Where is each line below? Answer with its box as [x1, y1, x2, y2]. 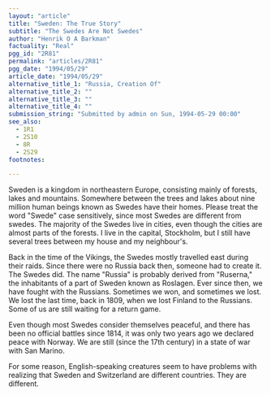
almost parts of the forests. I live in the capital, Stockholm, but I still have [8, 228, 251, 238]
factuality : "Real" [8, 42, 75, 50]
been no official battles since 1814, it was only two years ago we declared [8, 328, 254, 338]
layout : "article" [8, 11, 71, 20]
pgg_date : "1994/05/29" [8, 65, 89, 73]
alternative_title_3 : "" [8, 95, 92, 103]
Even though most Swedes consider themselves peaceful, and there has [8, 320, 251, 330]
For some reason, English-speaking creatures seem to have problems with [8, 362, 257, 371]
